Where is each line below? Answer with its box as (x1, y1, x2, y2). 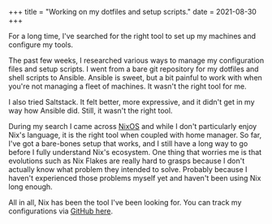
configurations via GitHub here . (8, 206, 114, 216)
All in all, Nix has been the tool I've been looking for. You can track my (8, 198, 242, 207)
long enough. (8, 182, 53, 192)
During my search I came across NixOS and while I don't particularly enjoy (8, 122, 257, 131)
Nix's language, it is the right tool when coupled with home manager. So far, (8, 130, 262, 140)
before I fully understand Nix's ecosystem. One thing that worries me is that (8, 148, 262, 157)
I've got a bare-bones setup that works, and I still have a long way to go (8, 139, 248, 149)
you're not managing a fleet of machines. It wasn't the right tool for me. (8, 81, 247, 91)
